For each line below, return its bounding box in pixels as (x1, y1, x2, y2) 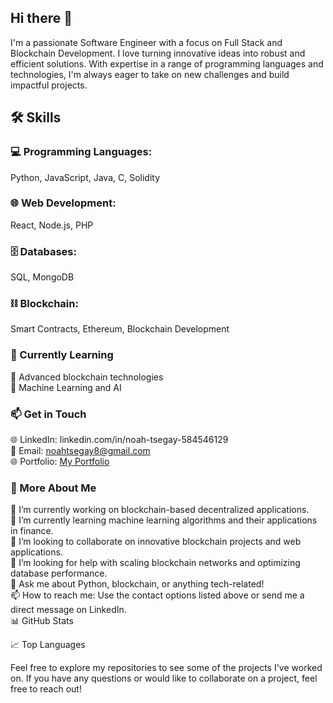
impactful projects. (10, 79, 88, 91)
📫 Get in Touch (10, 407, 87, 421)
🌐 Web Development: (10, 196, 117, 210)
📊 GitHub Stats (10, 615, 74, 627)
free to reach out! (10, 683, 82, 695)
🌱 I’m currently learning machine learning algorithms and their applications (10, 514, 318, 526)
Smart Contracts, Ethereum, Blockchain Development (10, 323, 230, 335)
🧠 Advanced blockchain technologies (10, 371, 164, 383)
